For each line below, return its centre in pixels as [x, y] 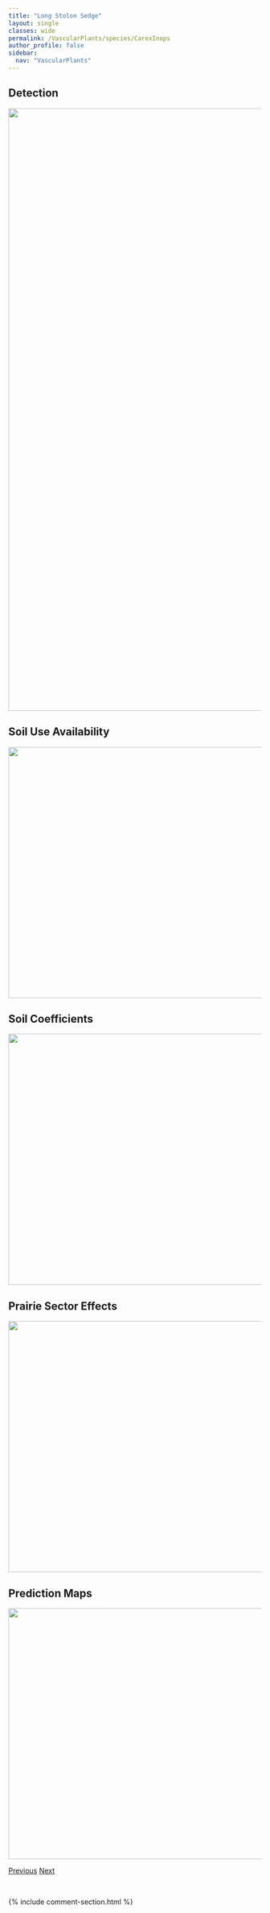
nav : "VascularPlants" [53, 61]
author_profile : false [46, 46]
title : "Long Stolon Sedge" [55, 16]
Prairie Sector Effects [63, 1306]
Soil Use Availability [59, 732]
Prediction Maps [50, 1593]
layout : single [34, 23]
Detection [33, 93]
